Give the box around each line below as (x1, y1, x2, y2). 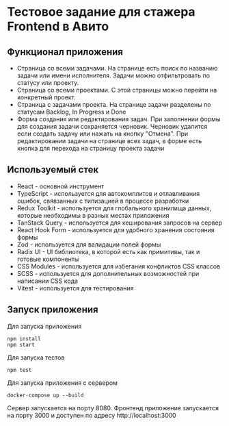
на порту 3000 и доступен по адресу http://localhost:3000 (7, 411, 176, 419)
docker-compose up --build (7, 392, 84, 399)
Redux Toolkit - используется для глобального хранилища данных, (16, 203, 212, 212)
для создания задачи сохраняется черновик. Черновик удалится (16, 123, 208, 130)
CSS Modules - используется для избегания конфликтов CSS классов (16, 262, 221, 271)
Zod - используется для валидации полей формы (16, 240, 161, 249)
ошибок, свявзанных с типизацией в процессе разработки (16, 197, 189, 205)
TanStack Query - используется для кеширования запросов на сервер (16, 218, 223, 227)
